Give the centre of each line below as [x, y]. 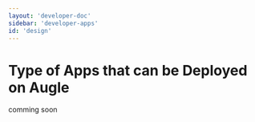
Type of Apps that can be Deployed [128, 70]
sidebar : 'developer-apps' [53, 23]
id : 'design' [30, 31]
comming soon [33, 110]
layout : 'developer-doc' [50, 16]
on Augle [39, 87]
